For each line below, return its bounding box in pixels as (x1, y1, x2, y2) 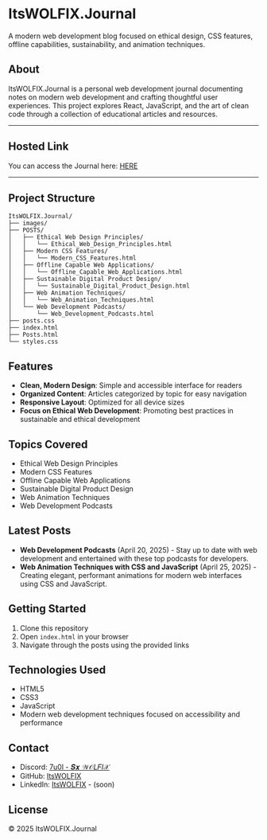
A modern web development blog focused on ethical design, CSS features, (8, 31, 253, 41)
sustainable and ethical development (19, 415, 141, 424)
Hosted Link (8, 140, 69, 154)
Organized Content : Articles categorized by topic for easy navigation (19, 389, 247, 399)
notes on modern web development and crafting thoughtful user (8, 92, 219, 102)
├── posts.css (8, 317, 56, 325)
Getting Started (8, 602, 87, 615)
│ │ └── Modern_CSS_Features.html (8, 254, 137, 263)
